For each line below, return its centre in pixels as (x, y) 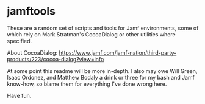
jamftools (31, 11)
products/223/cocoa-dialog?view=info (56, 59)
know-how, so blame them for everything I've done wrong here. (87, 84)
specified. (20, 41)
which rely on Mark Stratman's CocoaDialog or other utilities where (91, 34)
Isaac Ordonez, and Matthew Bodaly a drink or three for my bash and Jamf (101, 77)
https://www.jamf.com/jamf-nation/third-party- (118, 52)
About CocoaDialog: (32, 52)
